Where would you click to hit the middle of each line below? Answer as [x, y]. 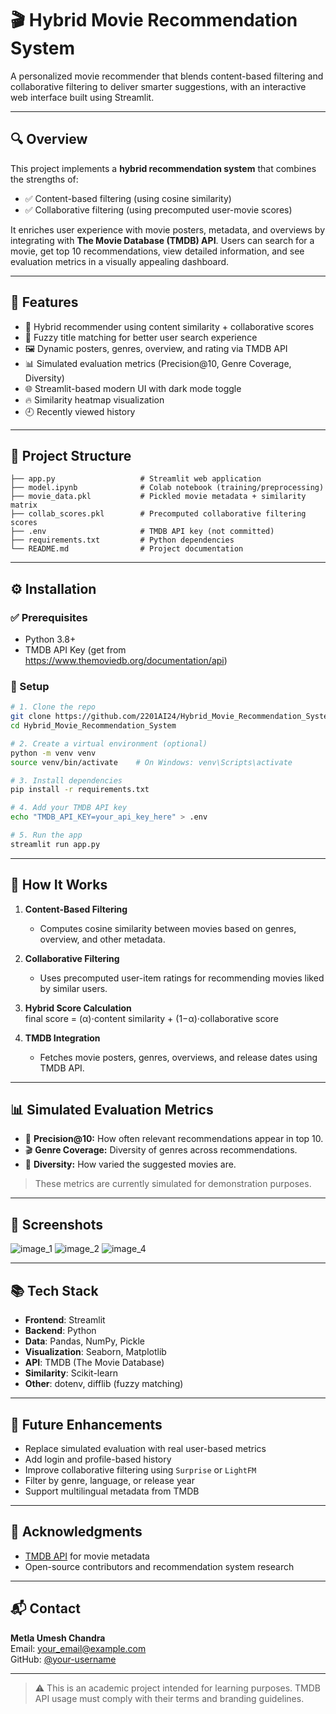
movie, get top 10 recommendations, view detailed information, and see [157, 251]
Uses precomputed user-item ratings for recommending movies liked [182, 978]
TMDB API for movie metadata [87, 1556]
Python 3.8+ [50, 639]
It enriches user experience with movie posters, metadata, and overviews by [168, 229]
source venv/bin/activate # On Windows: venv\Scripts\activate [151, 762]
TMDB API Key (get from [75, 650]
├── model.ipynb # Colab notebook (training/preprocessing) [167, 488]
